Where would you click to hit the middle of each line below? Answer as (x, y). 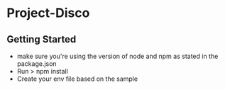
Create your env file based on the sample (77, 79)
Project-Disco (48, 13)
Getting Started (42, 39)
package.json (37, 64)
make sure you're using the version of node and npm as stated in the (117, 56)
